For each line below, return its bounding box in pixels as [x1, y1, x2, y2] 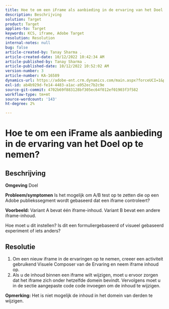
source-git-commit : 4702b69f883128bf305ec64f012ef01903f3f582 [5, 87, 138, 92]
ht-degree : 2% [5, 101, 35, 107]
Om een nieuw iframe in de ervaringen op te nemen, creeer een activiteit [12, 255, 163, 262]
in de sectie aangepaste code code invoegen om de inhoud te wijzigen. [12, 282, 160, 288]
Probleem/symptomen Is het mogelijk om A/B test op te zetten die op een [5, 192, 159, 198]
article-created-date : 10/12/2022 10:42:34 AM [5, 54, 105, 60]
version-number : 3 [5, 69, 44, 74]
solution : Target [5, 17, 42, 22]
